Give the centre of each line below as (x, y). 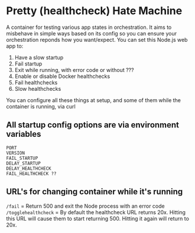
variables (24, 134)
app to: (15, 46)
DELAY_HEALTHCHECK (29, 168)
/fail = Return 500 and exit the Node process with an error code (85, 206)
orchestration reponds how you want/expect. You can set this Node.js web (97, 40)
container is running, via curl (41, 106)
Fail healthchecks (36, 82)
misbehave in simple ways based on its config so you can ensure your (92, 33)
